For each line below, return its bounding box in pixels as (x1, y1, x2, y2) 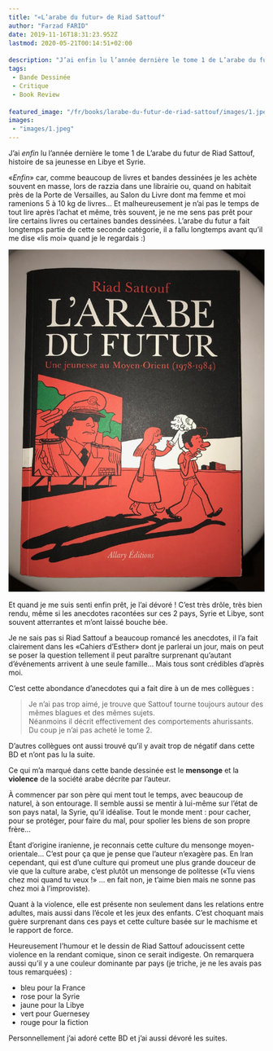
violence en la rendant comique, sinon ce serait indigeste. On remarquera (8, 950, 254, 959)
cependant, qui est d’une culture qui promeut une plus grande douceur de (8, 858, 256, 867)
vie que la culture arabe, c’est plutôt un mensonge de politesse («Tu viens (8, 866, 255, 876)
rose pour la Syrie (19, 992, 80, 1001)
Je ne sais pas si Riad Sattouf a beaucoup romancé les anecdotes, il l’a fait (8, 633, 258, 643)
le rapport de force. (8, 926, 74, 934)
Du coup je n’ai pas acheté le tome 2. (28, 725, 153, 735)
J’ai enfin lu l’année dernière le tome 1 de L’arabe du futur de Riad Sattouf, (8, 148, 255, 158)
